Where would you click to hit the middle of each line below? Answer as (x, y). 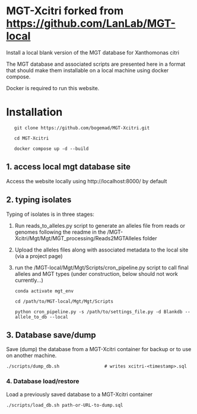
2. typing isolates (39, 200)
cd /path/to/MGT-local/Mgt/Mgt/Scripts (64, 301)
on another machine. (31, 356)
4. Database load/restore (43, 381)
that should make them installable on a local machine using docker (88, 70)
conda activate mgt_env (44, 291)
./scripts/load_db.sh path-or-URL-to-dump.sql (65, 405)
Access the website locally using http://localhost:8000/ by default (87, 181)
